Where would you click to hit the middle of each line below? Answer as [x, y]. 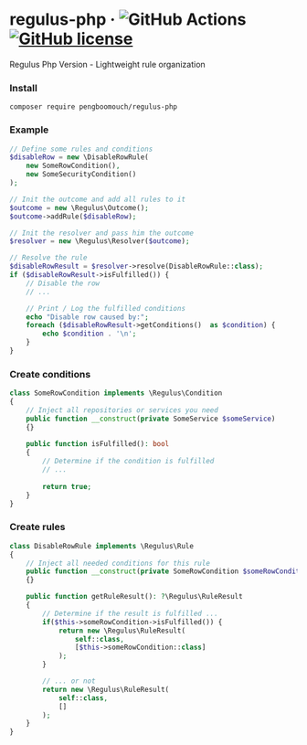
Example [29, 130]
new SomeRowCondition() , [73, 166]
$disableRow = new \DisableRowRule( [79, 157]
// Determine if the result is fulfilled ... [131, 613]
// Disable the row [63, 283]
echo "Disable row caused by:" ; [87, 317]
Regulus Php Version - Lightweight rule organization [107, 64]
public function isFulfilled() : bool [98, 444]
